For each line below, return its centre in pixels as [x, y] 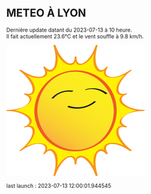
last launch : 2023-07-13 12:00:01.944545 [59, 185]
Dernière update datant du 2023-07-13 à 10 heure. [69, 30]
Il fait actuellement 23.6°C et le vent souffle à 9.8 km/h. [75, 36]
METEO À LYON [46, 13]
